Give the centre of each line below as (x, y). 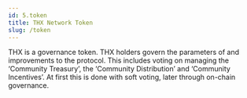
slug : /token (29, 30)
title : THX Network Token (50, 23)
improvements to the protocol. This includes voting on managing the (119, 60)
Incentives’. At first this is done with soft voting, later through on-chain (122, 77)
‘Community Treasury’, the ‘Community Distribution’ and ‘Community (119, 69)
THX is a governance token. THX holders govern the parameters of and (124, 53)
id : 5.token (28, 15)
